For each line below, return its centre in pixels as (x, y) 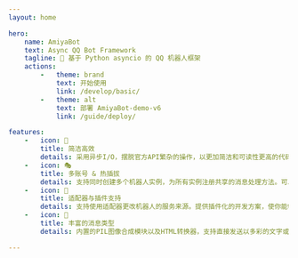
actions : (40, 67)
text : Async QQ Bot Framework (81, 50)
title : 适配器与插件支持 (81, 198)
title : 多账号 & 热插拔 (81, 173)
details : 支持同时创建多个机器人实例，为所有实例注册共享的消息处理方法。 (161, 182)
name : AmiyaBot (52, 42)
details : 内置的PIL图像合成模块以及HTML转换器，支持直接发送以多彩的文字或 (165, 231)
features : (27, 133)
